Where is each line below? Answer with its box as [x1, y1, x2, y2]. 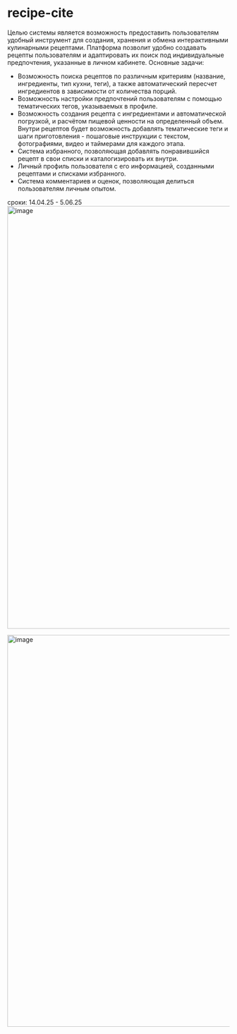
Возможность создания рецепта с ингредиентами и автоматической [17, 109, 226, 118]
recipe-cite [7, 5, 74, 21]
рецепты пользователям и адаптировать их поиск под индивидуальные [7, 51, 224, 59]
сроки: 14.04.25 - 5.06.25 [7, 197, 83, 206]
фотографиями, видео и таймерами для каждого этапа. [17, 139, 186, 147]
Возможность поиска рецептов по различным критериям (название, [17, 72, 226, 80]
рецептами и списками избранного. [17, 169, 126, 178]
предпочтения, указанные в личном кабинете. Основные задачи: [7, 58, 205, 66]
